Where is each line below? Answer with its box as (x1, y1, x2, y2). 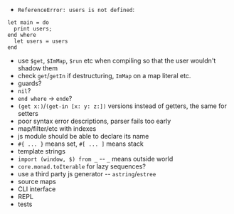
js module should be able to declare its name (17, 132, 149, 140)
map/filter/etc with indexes (17, 124, 97, 133)
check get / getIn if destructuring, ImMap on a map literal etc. (17, 72, 191, 80)
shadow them (17, 64, 58, 73)
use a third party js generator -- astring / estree (17, 170, 156, 178)
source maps (17, 177, 57, 186)
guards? (17, 79, 42, 87)
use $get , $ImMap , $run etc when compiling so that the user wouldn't (17, 56, 216, 65)
